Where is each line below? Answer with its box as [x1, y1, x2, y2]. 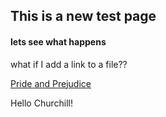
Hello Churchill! [10, 97, 73, 109]
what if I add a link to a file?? [10, 58, 128, 70]
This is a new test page [10, 8, 157, 25]
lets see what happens [10, 35, 107, 48]
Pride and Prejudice [10, 77, 92, 89]
